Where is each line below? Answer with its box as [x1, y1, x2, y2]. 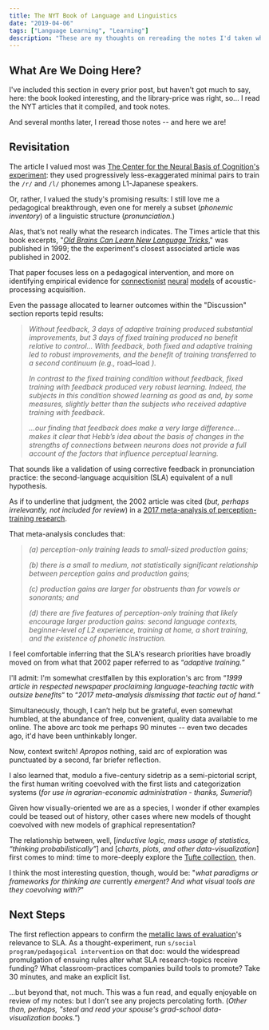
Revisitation [9, 141, 70, 154]
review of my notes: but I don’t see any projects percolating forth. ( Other [9, 996, 247, 1005]
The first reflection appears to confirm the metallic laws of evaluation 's [9, 929, 243, 939]
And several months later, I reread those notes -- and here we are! [9, 118, 227, 127]
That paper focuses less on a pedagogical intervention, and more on [9, 267, 235, 277]
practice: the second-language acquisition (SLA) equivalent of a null [9, 473, 234, 482]
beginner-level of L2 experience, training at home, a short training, [28, 625, 248, 634]
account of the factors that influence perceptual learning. [28, 449, 219, 458]
